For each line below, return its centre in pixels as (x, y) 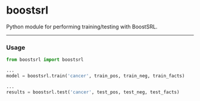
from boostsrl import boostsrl (45, 60)
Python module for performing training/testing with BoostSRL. (82, 27)
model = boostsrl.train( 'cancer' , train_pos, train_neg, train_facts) (96, 76)
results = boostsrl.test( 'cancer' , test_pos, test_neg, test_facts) (93, 92)
